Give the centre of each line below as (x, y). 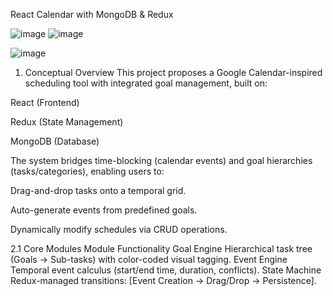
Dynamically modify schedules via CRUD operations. (119, 229)
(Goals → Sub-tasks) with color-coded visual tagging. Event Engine (149, 259)
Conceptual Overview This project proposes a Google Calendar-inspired (173, 72)
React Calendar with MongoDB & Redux (92, 14)
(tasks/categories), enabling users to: (87, 171)
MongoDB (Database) (55, 141)
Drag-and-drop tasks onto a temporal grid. (98, 190)
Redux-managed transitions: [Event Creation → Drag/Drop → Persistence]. (163, 280)
